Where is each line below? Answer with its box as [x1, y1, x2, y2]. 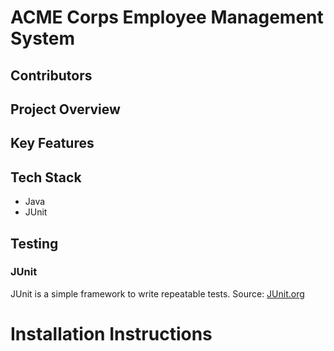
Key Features [10, 135, 95, 152]
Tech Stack [10, 169, 82, 186]
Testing [10, 235, 59, 252]
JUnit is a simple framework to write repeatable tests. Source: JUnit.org [10, 287, 305, 300]
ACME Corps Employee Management [10, 6, 324, 29]
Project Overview [10, 101, 121, 118]
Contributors [10, 67, 93, 84]
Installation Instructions [10, 323, 213, 346]
